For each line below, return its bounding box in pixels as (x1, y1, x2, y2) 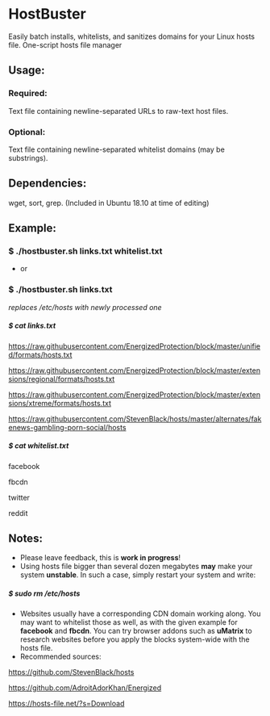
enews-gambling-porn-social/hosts (8, 422, 127, 432)
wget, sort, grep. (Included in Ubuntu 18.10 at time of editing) (8, 198, 210, 207)
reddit (8, 508, 28, 517)
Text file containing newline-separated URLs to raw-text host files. (8, 106, 229, 115)
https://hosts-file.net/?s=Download (8, 699, 125, 709)
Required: (8, 88, 48, 99)
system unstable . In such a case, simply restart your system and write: (19, 570, 256, 580)
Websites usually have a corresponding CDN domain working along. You (19, 609, 261, 618)
